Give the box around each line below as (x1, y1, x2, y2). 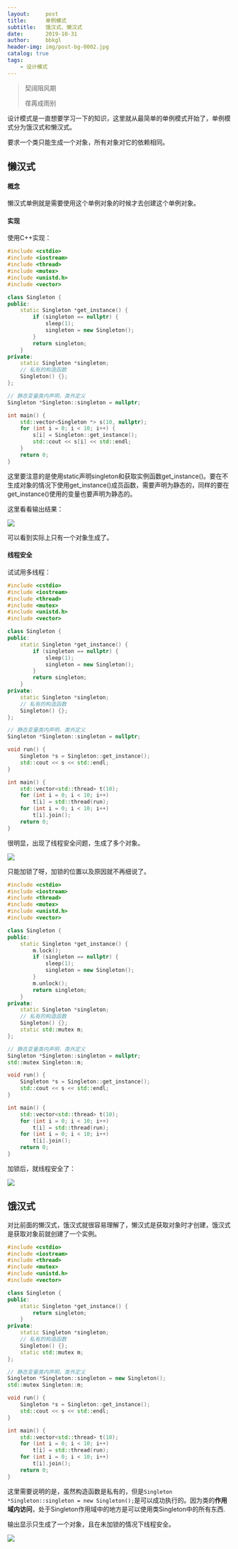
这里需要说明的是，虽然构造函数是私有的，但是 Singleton (7, 1486, 173, 1496)
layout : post (7, 10, 59, 18)
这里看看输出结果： (7, 504, 64, 513)
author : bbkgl (7, 37, 62, 44)
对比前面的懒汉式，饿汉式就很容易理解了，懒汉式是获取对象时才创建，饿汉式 (7, 1220, 231, 1229)
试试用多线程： (7, 568, 51, 576)
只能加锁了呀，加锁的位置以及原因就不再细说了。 (7, 867, 150, 875)
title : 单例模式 (7, 17, 67, 24)
